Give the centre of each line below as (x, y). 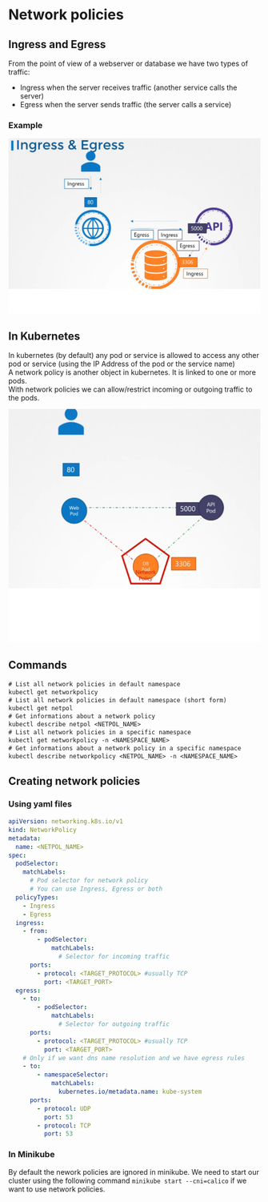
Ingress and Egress (57, 44)
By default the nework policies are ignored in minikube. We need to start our (134, 1172)
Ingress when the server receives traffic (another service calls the (128, 87)
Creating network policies (74, 781)
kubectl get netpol (41, 709)
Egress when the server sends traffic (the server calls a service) (126, 105)
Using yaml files (40, 804)
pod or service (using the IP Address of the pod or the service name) (122, 364)
